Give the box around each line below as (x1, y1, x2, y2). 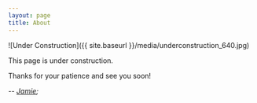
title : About (8, 19, 51, 27)
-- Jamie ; (8, 86, 39, 95)
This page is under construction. (8, 56, 114, 65)
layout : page (8, 11, 51, 20)
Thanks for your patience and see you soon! (8, 71, 152, 80)
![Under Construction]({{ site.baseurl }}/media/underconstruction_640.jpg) (8, 40, 250, 50)
